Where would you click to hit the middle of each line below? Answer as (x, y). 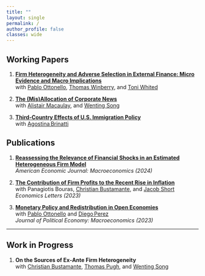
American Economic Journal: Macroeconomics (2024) (84, 170)
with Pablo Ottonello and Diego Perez (62, 214)
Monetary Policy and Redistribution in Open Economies (87, 207)
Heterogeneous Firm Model (51, 164)
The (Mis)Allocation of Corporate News (66, 99)
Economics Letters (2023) (48, 195)
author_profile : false (35, 29)
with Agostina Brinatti (42, 123)
